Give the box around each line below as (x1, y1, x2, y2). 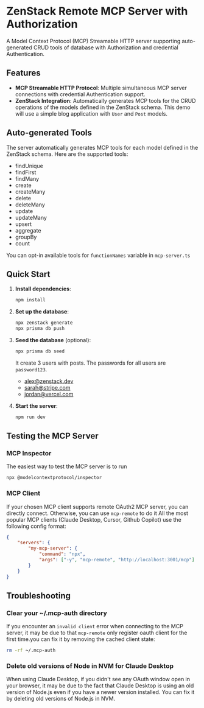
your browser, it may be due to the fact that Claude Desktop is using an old (6, 682, 194, 689)
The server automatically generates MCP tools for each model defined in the (6, 144, 199, 151)
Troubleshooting (6, 591, 71, 601)
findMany (15, 175, 40, 182)
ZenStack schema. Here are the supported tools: (6, 150, 128, 158)
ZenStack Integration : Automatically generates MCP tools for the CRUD (15, 97, 196, 104)
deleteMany (15, 201, 46, 208)
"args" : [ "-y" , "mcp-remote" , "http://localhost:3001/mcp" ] (38, 557, 195, 563)
